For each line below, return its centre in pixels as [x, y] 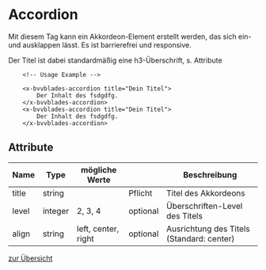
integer [56, 211]
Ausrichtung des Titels [208, 229]
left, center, [98, 229]
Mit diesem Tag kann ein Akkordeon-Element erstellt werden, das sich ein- [130, 36]
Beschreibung [210, 174]
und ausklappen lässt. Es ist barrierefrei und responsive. [100, 44]
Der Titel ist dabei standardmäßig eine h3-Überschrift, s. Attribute [116, 60]
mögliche [99, 169]
